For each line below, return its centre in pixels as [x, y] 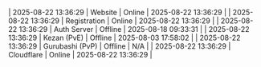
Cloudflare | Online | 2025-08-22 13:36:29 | [80, 55]
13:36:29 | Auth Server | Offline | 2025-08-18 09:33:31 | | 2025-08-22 [135, 29]
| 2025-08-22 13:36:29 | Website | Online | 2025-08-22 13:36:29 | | [120, 12]
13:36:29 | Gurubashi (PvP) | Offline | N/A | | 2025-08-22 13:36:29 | [120, 46]
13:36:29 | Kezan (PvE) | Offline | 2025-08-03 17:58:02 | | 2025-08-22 [124, 37]
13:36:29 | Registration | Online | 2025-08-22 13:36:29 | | [125, 21]
